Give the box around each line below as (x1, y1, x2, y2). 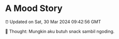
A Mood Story (5, 3, 63, 14)
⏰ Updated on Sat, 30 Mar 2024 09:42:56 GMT (5, 19, 101, 25)
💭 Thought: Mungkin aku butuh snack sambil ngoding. (5, 28, 115, 34)
